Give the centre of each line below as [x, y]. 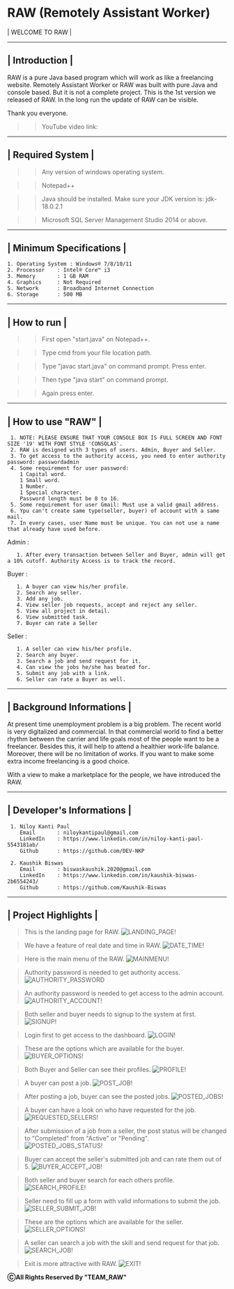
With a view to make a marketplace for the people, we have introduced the [114, 774]
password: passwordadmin [43, 462]
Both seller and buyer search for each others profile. [100, 1180]
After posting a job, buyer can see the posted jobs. [97, 1097]
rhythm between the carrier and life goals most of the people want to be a [113, 739]
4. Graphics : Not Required [54, 283]
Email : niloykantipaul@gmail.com [79, 833]
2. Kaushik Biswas [37, 863]
